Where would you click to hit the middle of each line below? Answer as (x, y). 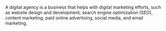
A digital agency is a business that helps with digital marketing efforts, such (83, 7)
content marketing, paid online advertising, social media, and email (74, 18)
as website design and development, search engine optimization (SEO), (79, 12)
